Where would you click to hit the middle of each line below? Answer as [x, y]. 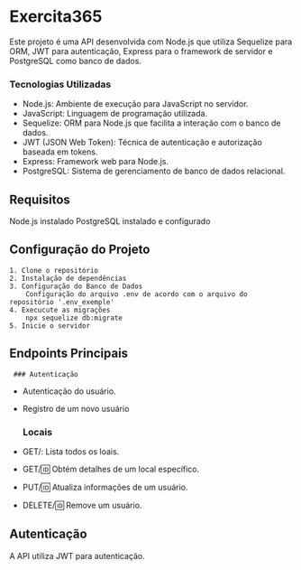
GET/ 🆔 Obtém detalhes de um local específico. [111, 469]
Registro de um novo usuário [76, 408]
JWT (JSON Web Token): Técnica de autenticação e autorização [142, 143]
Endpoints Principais [69, 354]
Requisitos [40, 199]
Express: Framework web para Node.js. [96, 162]
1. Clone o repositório [54, 270]
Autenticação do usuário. [69, 391]
